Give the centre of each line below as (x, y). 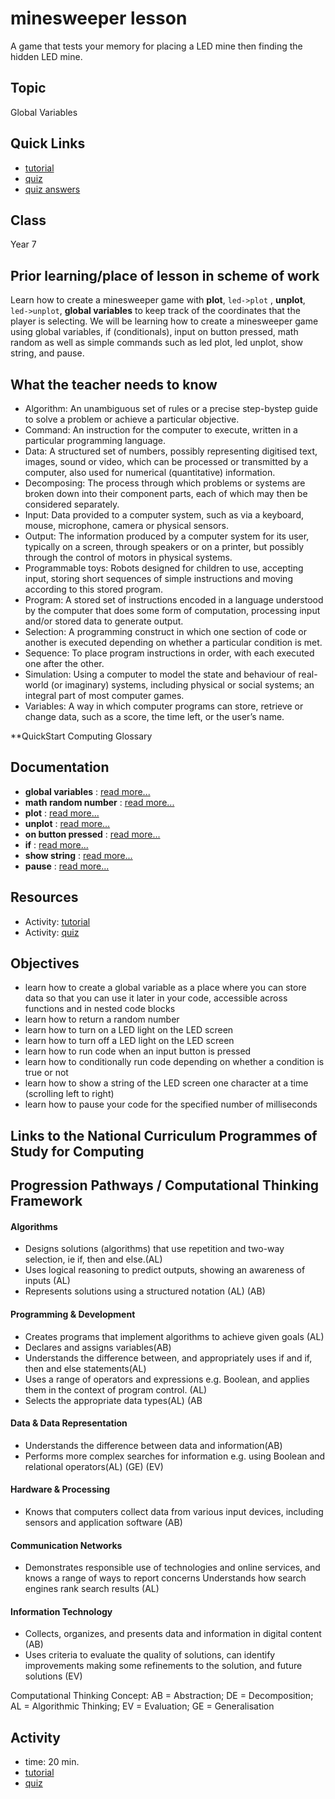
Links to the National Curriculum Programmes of (164, 1135)
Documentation (60, 767)
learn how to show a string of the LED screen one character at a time (166, 1083)
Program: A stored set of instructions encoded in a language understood (174, 600)
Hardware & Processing (60, 1489)
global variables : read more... (87, 791)
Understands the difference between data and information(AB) (153, 1445)
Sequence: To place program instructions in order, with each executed (169, 653)
